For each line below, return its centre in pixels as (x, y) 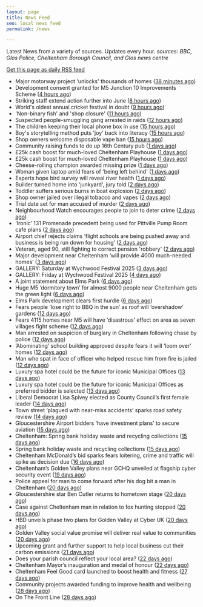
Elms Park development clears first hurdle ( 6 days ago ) (84, 300)
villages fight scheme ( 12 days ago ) (59, 327)
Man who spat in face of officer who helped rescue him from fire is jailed (106, 359)
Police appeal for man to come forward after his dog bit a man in (95, 481)
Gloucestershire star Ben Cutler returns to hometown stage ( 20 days (101, 494)
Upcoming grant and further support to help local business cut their (99, 546)
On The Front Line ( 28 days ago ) (56, 597)
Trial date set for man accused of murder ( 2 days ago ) (82, 204)
